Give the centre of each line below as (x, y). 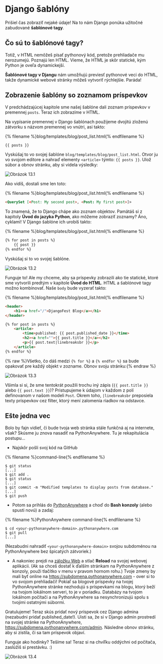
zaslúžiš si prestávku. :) (29, 647)
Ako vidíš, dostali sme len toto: (36, 184)
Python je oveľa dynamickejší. (35, 65)
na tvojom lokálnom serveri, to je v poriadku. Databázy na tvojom (77, 592)
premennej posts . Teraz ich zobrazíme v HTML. (53, 112)
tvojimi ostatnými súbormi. (39, 602)
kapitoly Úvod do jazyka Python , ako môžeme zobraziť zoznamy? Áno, (76, 217)
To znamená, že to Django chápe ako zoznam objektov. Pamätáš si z (74, 211)
